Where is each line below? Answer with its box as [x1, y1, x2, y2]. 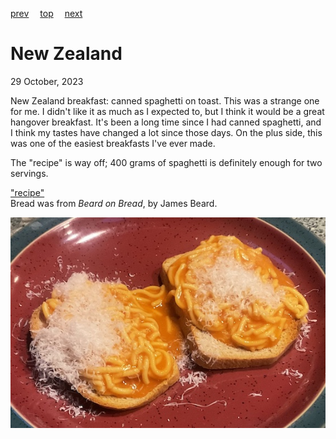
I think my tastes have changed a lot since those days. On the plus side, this [10, 126, 323, 138]
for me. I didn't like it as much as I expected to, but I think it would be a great [10, 105, 325, 117]
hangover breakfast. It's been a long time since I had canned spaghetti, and [10, 116, 322, 128]
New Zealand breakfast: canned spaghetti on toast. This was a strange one [10, 94, 320, 107]
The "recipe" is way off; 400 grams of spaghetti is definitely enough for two [10, 156, 323, 168]
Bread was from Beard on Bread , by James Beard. [10, 197, 218, 209]
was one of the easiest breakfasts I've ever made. [10, 137, 216, 149]
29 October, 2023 [10, 75, 84, 87]
